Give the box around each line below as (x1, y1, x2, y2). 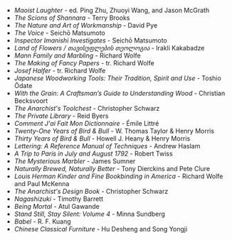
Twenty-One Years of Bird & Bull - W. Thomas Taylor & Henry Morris (14, 127, 215, 135)
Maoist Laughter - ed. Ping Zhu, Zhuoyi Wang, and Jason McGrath (14, 6, 210, 14)
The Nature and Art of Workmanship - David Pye (14, 21, 158, 29)
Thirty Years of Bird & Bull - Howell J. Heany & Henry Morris (14, 134, 191, 143)
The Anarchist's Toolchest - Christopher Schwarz (14, 104, 160, 112)
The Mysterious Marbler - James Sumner (14, 157, 136, 165)
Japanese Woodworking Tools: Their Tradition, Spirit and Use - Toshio (14, 74, 222, 82)
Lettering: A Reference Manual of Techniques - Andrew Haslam (14, 142, 201, 150)
